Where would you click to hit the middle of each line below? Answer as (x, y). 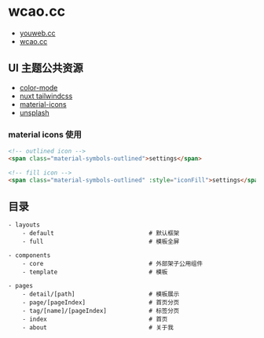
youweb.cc (38, 33)
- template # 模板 (95, 272)
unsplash (34, 112)
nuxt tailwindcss (46, 96)
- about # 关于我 (98, 328)
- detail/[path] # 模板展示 (101, 294)
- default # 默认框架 (101, 233)
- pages (21, 286)
